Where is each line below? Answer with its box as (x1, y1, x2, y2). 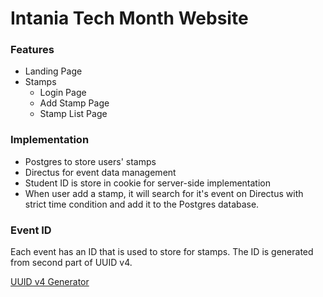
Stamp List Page (39, 108, 108, 120)
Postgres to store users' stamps (24, 155, 157, 167)
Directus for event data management (24, 166, 177, 178)
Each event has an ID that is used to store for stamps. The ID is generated (10, 246, 314, 258)
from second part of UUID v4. (10, 257, 133, 269)
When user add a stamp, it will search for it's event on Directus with (24, 187, 304, 199)
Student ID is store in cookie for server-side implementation (24, 177, 272, 189)
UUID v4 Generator (10, 276, 90, 288)
